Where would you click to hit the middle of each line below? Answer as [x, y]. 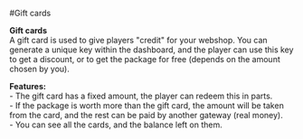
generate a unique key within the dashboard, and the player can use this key [151, 50]
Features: [28, 86]
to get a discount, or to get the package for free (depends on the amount [145, 59]
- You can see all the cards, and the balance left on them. [116, 125]
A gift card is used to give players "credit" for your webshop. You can [139, 40]
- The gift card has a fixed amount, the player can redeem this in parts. [141, 96]
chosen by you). [39, 69]
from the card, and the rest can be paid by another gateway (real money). [146, 115]
